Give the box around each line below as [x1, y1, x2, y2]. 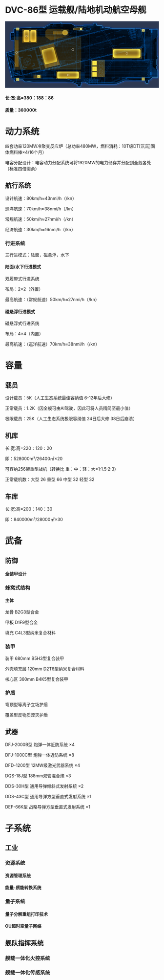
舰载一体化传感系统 [5, 969, 50, 976]
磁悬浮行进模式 [5, 308, 35, 314]
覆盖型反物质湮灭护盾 [5, 712, 48, 718]
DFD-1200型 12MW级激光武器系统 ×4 [5, 762, 81, 768]
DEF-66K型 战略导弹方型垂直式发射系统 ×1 [5, 804, 90, 809]
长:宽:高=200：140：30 [5, 506, 53, 512]
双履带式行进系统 [5, 276, 40, 282]
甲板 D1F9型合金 [5, 619, 38, 626]
